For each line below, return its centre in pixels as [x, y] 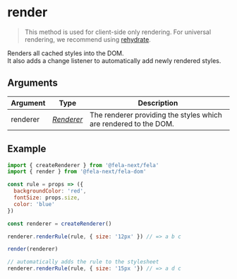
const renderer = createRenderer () [60, 224]
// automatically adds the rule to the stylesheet [83, 262]
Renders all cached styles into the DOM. [66, 53]
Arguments [33, 83]
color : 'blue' [34, 204]
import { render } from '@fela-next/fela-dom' [77, 172]
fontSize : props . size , [47, 198]
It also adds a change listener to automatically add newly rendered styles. [114, 60]
